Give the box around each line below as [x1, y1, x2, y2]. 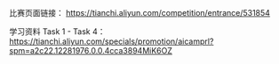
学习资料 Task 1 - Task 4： [9, 26, 106, 37]
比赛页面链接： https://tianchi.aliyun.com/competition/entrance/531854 [9, 8, 271, 18]
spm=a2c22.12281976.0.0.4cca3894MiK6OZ [9, 46, 173, 55]
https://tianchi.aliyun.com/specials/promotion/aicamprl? [9, 36, 214, 46]
